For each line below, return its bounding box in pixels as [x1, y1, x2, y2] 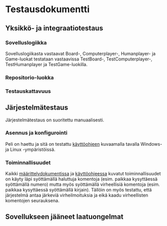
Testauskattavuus [5, 87, 51, 94]
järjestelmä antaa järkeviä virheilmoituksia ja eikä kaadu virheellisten [5, 192, 149, 199]
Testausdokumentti [5, 4, 90, 15]
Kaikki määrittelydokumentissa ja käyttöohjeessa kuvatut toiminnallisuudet [5, 171, 161, 177]
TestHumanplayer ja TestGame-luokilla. [5, 61, 88, 67]
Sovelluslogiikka [5, 39, 47, 46]
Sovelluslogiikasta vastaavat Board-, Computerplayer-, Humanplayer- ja [5, 50, 156, 56]
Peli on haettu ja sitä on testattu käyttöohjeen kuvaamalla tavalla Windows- [5, 141, 162, 147]
